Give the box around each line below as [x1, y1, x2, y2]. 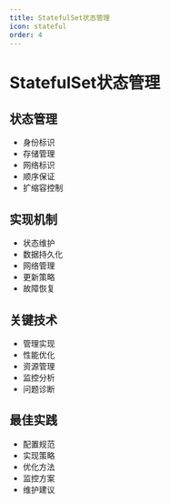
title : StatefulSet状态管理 [9, 13, 111, 23]
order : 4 [9, 30, 43, 39]
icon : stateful [9, 22, 67, 31]
